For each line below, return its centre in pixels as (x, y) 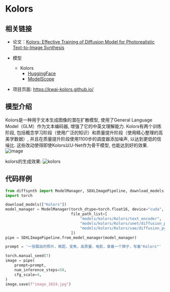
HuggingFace (42, 73)
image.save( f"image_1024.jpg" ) (38, 284)
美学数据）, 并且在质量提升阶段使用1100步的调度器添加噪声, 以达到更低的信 (83, 139)
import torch (19, 195)
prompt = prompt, (30, 265)
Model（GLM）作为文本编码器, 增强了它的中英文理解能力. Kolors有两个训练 (83, 126)
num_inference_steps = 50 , (40, 270)
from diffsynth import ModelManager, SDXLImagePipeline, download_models (85, 191)
